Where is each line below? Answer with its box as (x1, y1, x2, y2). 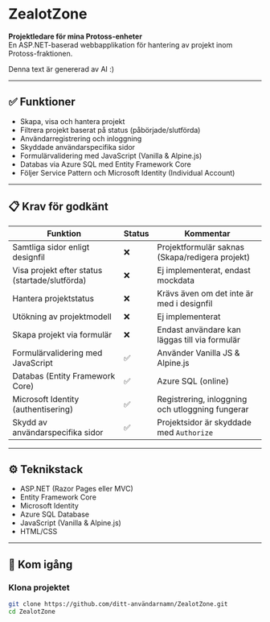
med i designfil (157, 297, 213, 309)
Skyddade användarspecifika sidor (19, 142, 135, 151)
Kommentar (184, 227, 231, 238)
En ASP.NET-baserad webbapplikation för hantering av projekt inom (8, 39, 233, 49)
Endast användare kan (157, 324, 241, 335)
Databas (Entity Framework (12, 370, 116, 381)
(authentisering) (12, 404, 74, 415)
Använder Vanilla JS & (157, 347, 240, 359)
